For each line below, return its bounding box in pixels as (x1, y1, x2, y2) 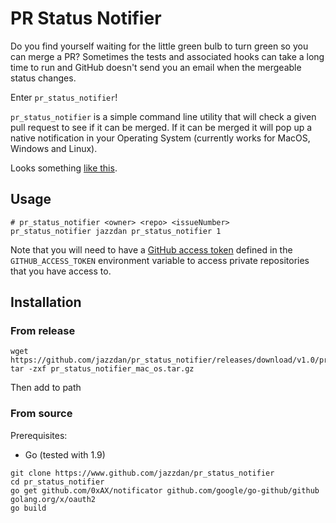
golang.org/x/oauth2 (10, 494, 97, 504)
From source (10, 407, 73, 421)
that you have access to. (10, 265, 112, 277)
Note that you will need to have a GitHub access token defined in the (10, 243, 293, 256)
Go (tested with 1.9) (24, 448, 106, 461)
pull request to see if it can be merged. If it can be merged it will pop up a (10, 121, 313, 133)
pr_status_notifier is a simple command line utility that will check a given (10, 110, 317, 122)
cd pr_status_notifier (10, 477, 105, 487)
